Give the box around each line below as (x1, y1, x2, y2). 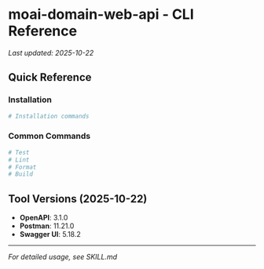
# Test (8, 148, 30, 156)
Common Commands (8, 131, 91, 142)
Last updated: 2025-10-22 (8, 48, 94, 57)
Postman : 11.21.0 (19, 221, 75, 231)
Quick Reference (8, 71, 92, 84)
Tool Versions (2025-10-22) (8, 192, 148, 205)
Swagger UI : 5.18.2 (19, 230, 81, 239)
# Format (8, 163, 37, 171)
